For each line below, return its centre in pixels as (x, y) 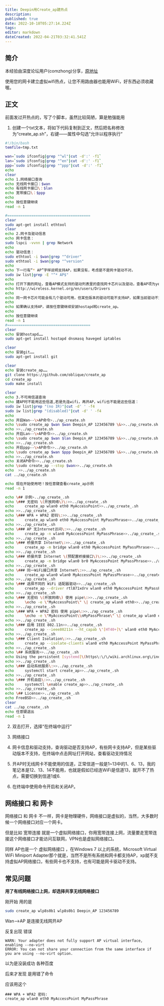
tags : (10, 28)
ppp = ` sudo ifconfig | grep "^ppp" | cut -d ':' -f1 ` (54, 165)
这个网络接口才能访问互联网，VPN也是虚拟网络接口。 (63, 839)
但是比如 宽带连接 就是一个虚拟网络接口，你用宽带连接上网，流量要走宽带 (79, 833)
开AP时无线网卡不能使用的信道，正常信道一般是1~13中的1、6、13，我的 (84, 763)
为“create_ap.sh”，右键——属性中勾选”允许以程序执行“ (67, 134)
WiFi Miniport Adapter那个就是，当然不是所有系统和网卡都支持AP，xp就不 (79, 855)
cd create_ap (18, 379)
